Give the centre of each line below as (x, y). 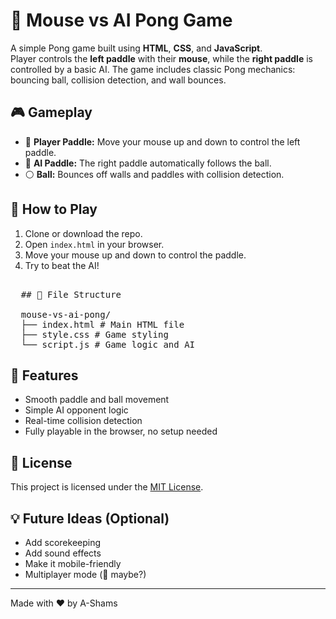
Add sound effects (63, 553)
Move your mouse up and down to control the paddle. (135, 255)
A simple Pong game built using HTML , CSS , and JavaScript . (136, 48)
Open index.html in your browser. (94, 244)
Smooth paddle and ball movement (97, 400)
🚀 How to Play (54, 209)
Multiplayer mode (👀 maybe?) (85, 574)
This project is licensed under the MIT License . (107, 487)
